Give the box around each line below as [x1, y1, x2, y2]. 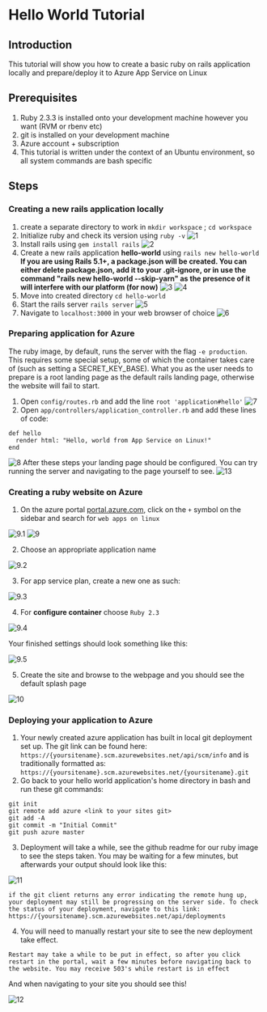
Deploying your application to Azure [8, 714, 154, 726]
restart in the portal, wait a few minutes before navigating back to [8, 958, 252, 966]
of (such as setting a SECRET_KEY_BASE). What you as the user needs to [8, 363, 253, 373]
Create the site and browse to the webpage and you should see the [19, 670, 245, 680]
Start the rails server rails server [19, 299, 134, 309]
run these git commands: [19, 785, 104, 794]
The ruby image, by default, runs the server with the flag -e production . [8, 346, 248, 356]
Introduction [8, 38, 73, 52]
